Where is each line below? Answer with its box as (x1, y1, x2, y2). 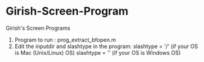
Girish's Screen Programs (6, 24, 71, 32)
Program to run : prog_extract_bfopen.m (14, 36, 116, 43)
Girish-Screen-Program (6, 4, 129, 18)
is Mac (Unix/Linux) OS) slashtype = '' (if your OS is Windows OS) (14, 49, 181, 56)
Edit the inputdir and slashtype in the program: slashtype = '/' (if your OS (14, 43, 198, 50)
